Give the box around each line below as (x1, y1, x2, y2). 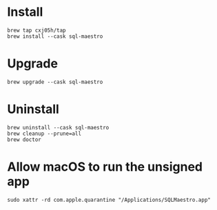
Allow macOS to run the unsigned (7, 159, 203, 174)
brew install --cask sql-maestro (7, 32, 103, 40)
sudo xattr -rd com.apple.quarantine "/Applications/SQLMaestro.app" (7, 196, 211, 203)
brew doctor (7, 136, 41, 143)
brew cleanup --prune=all (7, 130, 81, 137)
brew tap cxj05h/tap (7, 27, 67, 34)
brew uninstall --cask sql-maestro (7, 124, 110, 131)
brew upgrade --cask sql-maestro (7, 78, 103, 85)
